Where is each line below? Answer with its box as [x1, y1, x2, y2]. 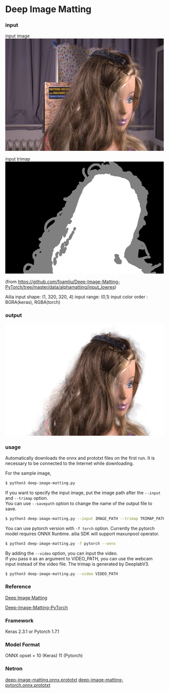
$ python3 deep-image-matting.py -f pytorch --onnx [5, 541, 116, 546]
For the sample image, [5, 470, 52, 476]
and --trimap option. [5, 495, 48, 501]
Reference [5, 583, 31, 590]
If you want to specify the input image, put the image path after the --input [5, 490, 161, 496]
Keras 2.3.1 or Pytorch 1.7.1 [5, 628, 59, 634]
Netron [5, 665, 23, 672]
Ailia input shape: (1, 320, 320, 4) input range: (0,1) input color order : [5, 294, 148, 300]
